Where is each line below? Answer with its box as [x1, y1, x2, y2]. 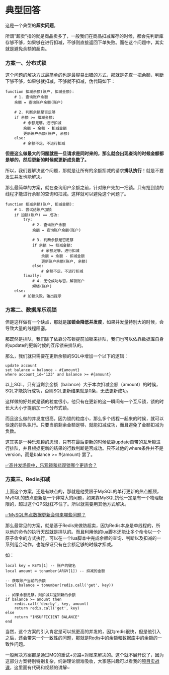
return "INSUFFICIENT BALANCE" [14, 614, 80, 619]
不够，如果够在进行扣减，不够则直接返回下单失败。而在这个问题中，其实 [14, 39, 164, 45]
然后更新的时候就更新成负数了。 [22, 157, 89, 163]
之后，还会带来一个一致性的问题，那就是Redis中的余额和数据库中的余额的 [5, 635, 158, 641]
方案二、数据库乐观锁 [5, 306, 57, 314]
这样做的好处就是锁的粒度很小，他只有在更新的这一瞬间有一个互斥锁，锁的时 [5, 398, 164, 404]
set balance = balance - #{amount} [5, 367, 80, 373]
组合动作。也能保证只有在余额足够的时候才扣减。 [14, 541, 116, 547]
